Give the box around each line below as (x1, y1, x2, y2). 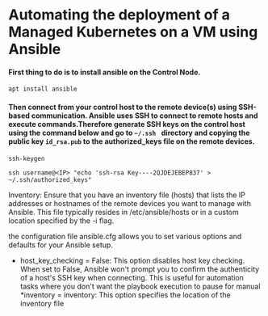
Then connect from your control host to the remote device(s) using (8, 102, 237, 112)
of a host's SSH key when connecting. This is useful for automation (19, 272, 245, 282)
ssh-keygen (8, 154, 45, 162)
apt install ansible (8, 85, 78, 94)
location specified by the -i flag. (8, 216, 115, 225)
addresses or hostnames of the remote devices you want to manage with (8, 198, 252, 208)
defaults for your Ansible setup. (8, 240, 113, 250)
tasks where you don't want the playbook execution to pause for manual (19, 281, 261, 291)
